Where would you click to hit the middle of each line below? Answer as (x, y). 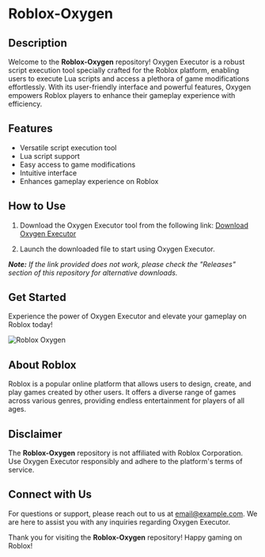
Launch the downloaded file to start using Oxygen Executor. (117, 249)
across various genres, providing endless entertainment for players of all (127, 401)
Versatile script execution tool (68, 148)
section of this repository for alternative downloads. (93, 273)
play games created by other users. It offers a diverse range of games (122, 393)
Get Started (37, 297)
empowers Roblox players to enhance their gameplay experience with (122, 95)
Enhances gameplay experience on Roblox (89, 181)
